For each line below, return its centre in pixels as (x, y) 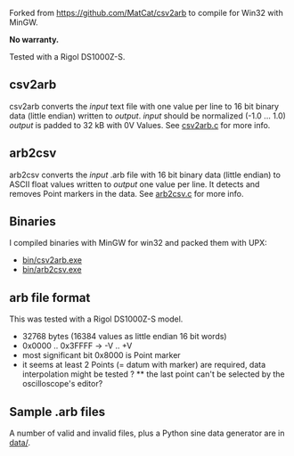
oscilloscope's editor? (62, 384)
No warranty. (34, 40)
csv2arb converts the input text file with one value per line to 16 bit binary (144, 106)
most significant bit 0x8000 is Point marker (101, 355)
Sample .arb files (57, 412)
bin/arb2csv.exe (52, 270)
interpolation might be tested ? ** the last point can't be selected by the (153, 374)
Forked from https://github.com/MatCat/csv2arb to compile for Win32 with (146, 13)
